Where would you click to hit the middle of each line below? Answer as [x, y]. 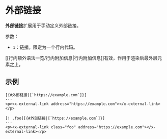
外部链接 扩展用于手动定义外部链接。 [43, 25]
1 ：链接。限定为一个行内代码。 [45, 47]
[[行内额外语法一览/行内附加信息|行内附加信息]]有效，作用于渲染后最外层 [81, 58]
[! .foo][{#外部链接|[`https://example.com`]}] [55, 118]
